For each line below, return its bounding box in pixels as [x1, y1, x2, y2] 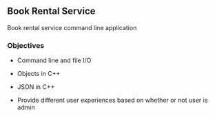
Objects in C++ [17, 70, 61, 78]
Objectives [7, 40, 45, 50]
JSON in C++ [17, 83, 55, 91]
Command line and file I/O [17, 56, 92, 64]
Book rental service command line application [7, 23, 137, 31]
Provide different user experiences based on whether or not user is [17, 96, 208, 105]
